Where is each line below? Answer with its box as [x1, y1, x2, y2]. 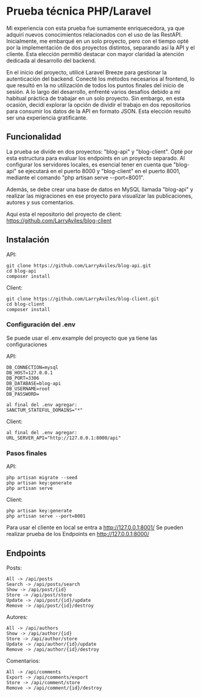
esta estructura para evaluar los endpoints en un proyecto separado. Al [6, 154, 185, 162]
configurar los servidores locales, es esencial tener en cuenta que [6, 160, 172, 168]
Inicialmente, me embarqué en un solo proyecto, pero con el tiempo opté [6, 37, 189, 45]
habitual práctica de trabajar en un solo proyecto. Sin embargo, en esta [6, 95, 185, 102]
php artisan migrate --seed [6, 474, 78, 481]
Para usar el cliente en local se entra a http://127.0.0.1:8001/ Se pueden [6, 524, 184, 531]
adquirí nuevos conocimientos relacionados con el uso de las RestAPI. [6, 30, 183, 38]
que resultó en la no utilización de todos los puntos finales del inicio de [6, 81, 185, 89]
